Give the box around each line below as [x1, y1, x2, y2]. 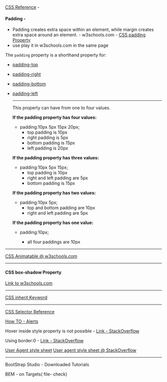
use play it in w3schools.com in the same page [12, 42, 108, 49]
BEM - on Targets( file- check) [5, 371, 68, 377]
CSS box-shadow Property [5, 269, 62, 275]
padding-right [12, 72, 41, 77]
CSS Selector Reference [5, 309, 55, 315]
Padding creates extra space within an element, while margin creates [12, 27, 154, 33]
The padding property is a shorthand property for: [5, 52, 107, 58]
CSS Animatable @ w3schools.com [5, 253, 78, 259]
